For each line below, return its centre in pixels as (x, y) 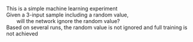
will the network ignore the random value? (68, 21)
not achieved (22, 34)
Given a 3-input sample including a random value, (68, 15)
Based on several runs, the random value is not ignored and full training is (97, 27)
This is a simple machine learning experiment (62, 9)
